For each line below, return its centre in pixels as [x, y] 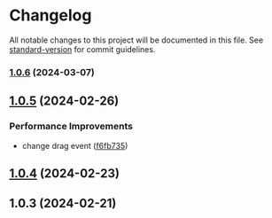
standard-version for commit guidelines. [82, 49]
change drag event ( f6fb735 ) [75, 145]
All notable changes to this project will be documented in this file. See [136, 40]
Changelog [51, 16]
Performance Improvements [71, 127]
